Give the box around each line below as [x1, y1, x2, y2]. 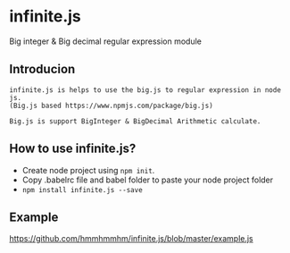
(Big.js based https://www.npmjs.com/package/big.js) [9, 101, 214, 110]
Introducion [9, 62, 76, 77]
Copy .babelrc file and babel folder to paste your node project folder [21, 174, 274, 185]
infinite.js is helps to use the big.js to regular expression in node [9, 85, 281, 95]
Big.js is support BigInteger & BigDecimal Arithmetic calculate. [9, 116, 261, 126]
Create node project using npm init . [21, 164, 155, 175]
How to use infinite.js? [9, 141, 137, 156]
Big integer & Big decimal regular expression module [9, 36, 203, 46]
